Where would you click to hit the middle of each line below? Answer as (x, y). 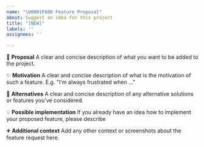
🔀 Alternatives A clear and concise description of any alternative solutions (100, 94)
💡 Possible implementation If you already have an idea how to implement (99, 112)
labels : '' (20, 29)
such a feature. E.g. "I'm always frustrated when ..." (71, 82)
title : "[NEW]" (26, 23)
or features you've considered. (45, 100)
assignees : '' (24, 35)
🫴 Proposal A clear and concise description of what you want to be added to (102, 57)
